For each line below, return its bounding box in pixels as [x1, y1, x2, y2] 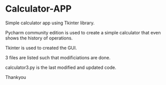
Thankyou [5, 74, 26, 80]
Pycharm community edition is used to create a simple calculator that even [5, 29, 161, 35]
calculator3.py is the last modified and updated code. [5, 64, 116, 70]
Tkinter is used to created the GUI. [5, 45, 77, 51]
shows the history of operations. [5, 35, 73, 41]
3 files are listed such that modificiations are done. [5, 54, 111, 61]
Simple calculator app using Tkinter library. [5, 20, 95, 26]
